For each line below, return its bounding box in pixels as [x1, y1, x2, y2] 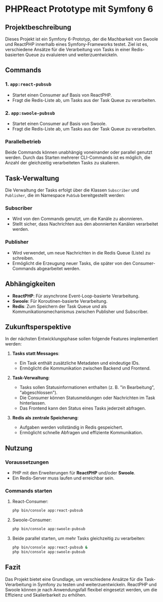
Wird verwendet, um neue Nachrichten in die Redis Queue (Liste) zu [12, 250, 151, 255]
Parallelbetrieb [5, 138, 41, 145]
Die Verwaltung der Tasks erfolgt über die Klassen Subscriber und [5, 187, 139, 193]
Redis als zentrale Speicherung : [12, 415, 79, 421]
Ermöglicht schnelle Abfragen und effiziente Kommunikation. [19, 430, 143, 436]
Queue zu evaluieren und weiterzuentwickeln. [25, 52, 118, 58]
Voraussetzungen [5, 459, 49, 466]
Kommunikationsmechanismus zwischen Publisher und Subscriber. [12, 309, 149, 315]
